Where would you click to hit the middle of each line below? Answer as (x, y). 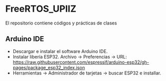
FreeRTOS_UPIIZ (41, 9)
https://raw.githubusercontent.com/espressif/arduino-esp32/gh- (81, 62)
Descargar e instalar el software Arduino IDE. (60, 51)
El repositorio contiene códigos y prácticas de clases (61, 23)
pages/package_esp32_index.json (49, 67)
